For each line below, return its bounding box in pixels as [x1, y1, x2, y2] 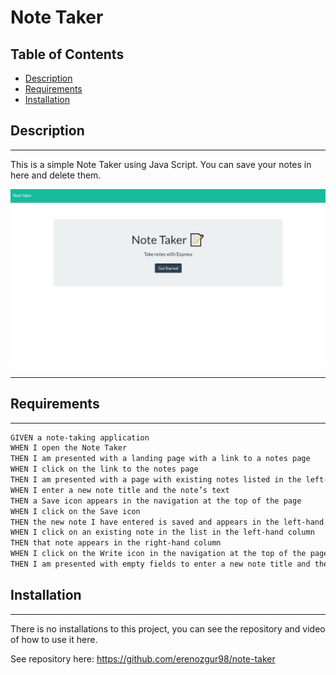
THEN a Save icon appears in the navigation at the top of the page [10, 496, 302, 506]
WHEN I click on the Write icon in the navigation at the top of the [10, 549, 307, 559]
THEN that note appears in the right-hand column [10, 538, 222, 548]
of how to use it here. [10, 633, 98, 645]
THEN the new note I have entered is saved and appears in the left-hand [10, 517, 325, 527]
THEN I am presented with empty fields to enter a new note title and [10, 559, 311, 570]
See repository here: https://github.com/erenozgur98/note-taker [10, 652, 276, 665]
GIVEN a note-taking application [10, 432, 150, 443]
